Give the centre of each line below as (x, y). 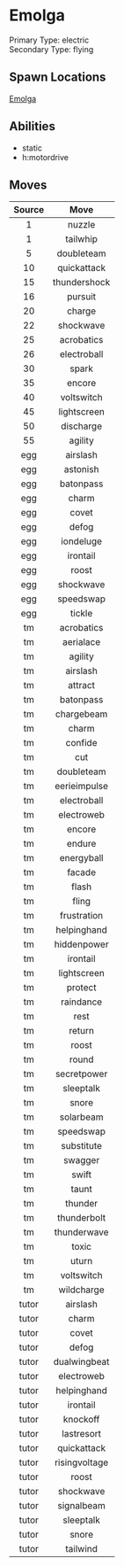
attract (81, 686)
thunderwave (81, 1232)
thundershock (81, 283)
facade (82, 872)
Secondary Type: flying (51, 49)
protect (81, 988)
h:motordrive (45, 157)
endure (81, 844)
